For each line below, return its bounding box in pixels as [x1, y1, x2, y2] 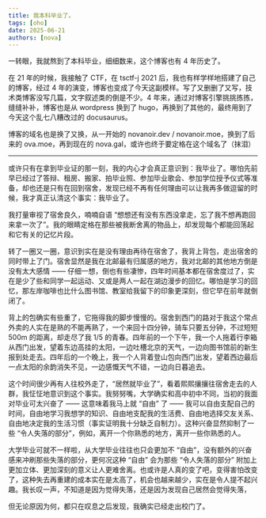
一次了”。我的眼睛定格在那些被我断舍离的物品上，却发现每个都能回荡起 [21, 220, 255, 229]
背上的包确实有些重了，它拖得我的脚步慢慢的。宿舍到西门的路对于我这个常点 [8, 313, 258, 323]
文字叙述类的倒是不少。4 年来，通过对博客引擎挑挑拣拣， [70, 93, 257, 103]
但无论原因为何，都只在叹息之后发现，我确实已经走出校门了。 [8, 501, 210, 511]
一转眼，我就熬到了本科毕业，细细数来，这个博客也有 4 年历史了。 [8, 56, 225, 66]
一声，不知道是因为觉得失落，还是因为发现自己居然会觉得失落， [42, 485, 251, 494]
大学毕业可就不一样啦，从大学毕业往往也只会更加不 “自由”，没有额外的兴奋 [8, 445, 253, 455]
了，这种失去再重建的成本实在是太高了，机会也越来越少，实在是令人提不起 [8, 475, 251, 485]
